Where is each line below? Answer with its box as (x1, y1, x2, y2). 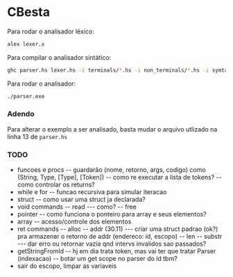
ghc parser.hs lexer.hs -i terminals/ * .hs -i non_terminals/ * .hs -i (7, 67, 209, 74)
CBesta (7, 4, 51, 20)
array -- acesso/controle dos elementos (17, 217, 132, 226)
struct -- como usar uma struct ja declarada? (17, 196, 146, 204)
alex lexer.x (7, 40, 45, 47)
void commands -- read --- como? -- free (17, 203, 137, 211)
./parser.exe (7, 93, 45, 100)
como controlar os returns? (17, 180, 96, 189)
